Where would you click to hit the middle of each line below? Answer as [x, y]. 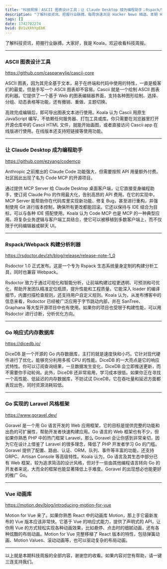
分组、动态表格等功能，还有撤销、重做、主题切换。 [57, 102]
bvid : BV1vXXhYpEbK [25, 28]
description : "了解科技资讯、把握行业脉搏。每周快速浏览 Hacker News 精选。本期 [82, 14]
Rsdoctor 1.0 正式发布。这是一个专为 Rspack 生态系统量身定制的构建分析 [80, 266]
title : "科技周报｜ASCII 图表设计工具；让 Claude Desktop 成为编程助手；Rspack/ [83, 10]
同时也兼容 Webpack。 [37, 272]
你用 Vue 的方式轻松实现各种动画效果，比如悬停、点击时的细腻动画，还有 [80, 528]
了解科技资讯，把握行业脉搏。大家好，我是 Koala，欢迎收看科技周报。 [77, 43]
